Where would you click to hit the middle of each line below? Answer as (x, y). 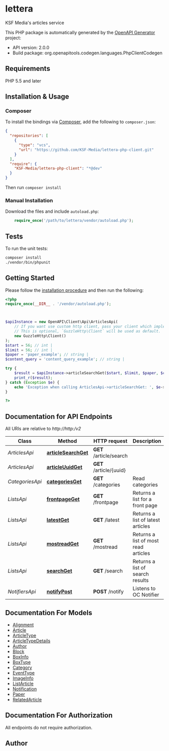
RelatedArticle (27, 699)
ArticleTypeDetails (31, 641)
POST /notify (108, 592)
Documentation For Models (49, 612)
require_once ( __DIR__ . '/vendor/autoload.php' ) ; (58, 304)
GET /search (108, 571)
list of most (146, 541)
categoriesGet (64, 482)
